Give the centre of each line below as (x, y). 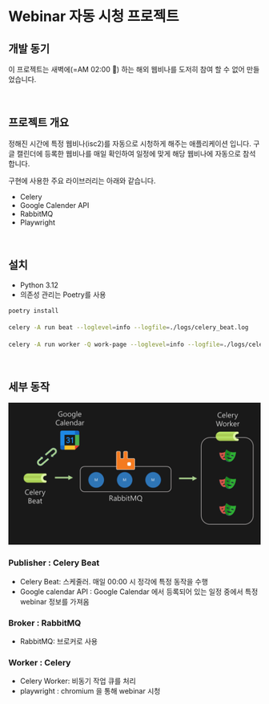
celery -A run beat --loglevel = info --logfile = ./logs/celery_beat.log (128, 328)
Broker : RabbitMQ (45, 623)
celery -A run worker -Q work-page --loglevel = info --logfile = (116, 345)
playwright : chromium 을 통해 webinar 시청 (90, 691)
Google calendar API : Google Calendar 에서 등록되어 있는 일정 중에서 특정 (139, 592)
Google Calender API (54, 205)
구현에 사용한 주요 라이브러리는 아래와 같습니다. (82, 181)
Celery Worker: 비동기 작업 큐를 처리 (78, 681)
